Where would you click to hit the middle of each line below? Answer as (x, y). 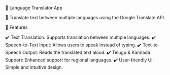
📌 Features (16, 27)
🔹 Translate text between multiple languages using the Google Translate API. (85, 17)
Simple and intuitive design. (34, 67)
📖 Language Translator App (34, 8)
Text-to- (151, 45)
